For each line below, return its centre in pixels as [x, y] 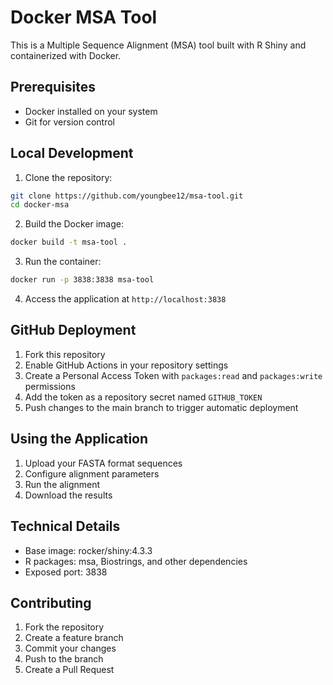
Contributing [51, 602]
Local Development [72, 153]
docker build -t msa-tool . [69, 242]
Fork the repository [64, 627]
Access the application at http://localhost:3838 [125, 299]
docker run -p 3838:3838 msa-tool [82, 280]
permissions [50, 386]
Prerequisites [53, 87]
